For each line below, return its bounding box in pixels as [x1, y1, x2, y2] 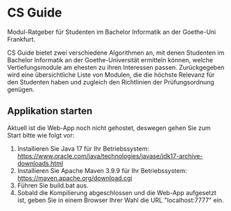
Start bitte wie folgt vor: [7, 131, 75, 139]
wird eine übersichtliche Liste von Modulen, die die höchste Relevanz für [7, 71, 215, 79]
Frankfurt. [7, 35, 36, 43]
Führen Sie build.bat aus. [17, 181, 89, 190]
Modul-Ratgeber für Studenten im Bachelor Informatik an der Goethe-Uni [7, 28, 216, 36]
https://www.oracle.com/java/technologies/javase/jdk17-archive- [17, 152, 203, 160]
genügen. [7, 85, 35, 93]
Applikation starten [7, 105, 92, 117]
